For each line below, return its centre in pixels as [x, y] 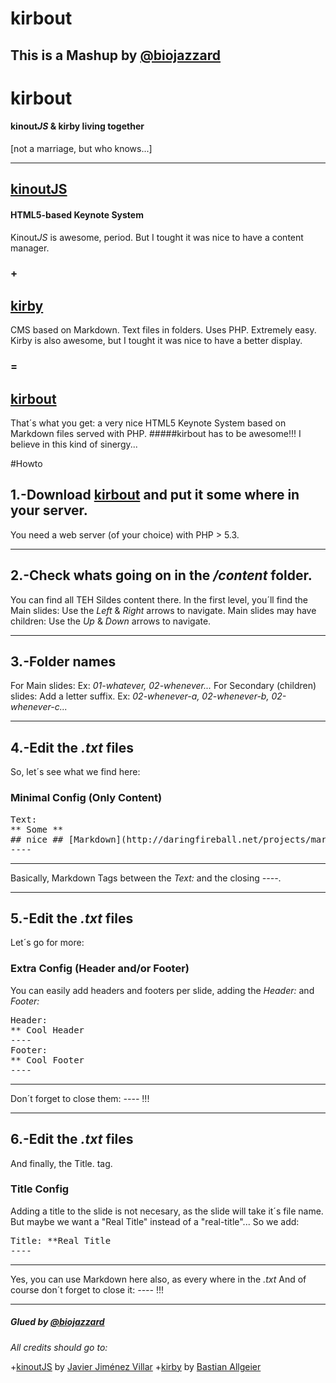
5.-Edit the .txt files [72, 918]
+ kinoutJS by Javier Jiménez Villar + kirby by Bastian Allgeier [136, 1366]
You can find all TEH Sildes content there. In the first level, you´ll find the [159, 599]
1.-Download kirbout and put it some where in [155, 495]
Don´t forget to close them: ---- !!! [80, 1098]
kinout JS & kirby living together [77, 126]
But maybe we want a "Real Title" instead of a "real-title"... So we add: [155, 1221]
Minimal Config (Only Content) [86, 798]
